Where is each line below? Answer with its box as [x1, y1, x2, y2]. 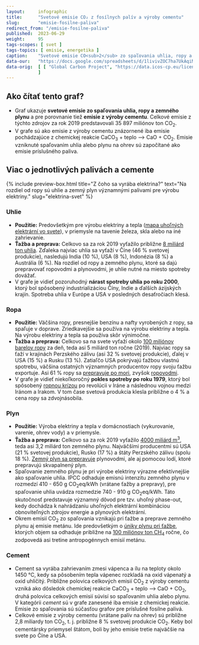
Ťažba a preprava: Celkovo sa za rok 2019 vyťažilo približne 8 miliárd [14, 240, 184, 247]
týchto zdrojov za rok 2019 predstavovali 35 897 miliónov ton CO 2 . [14, 120, 177, 128]
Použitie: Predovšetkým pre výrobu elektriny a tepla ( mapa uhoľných [14, 221, 184, 228]
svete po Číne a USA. [14, 632, 67, 639]
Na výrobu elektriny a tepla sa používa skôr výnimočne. [14, 331, 150, 339]
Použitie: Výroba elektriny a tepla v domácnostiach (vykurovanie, [14, 423, 175, 430]
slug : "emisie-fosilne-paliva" [6, 20, 99, 25]
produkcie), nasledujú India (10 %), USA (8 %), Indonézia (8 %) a [14, 253, 174, 260]
